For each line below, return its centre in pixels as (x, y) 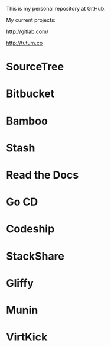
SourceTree (35, 67)
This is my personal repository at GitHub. (56, 9)
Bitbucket (30, 94)
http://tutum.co (25, 43)
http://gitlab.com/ (27, 31)
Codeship (30, 229)
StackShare (35, 256)
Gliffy (20, 283)
